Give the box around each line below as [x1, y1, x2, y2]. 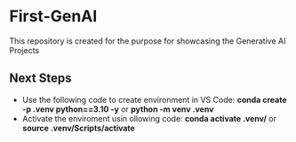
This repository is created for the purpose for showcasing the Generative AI [9, 35, 286, 46]
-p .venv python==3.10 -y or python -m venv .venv [21, 104, 214, 114]
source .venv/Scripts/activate [21, 122, 135, 133]
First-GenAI [9, 6, 98, 27]
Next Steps [9, 71, 72, 86]
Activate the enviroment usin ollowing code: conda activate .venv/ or [21, 113, 277, 123]
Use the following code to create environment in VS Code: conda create [21, 94, 287, 105]
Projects [9, 44, 40, 55]
